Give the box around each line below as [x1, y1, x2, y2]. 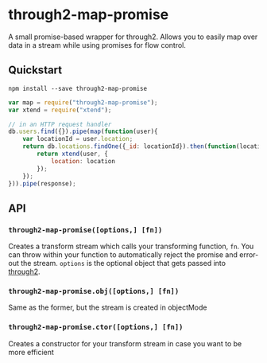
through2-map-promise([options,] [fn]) [8, 225, 163, 234]
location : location [50, 157, 115, 165]
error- [239, 250, 259, 260]
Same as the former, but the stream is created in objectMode [8, 302, 207, 312]
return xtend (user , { [37, 150, 109, 158]
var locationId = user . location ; [22, 135, 133, 143]
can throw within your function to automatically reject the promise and [8, 250, 238, 260]
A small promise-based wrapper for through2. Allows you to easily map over [8, 32, 258, 41]
